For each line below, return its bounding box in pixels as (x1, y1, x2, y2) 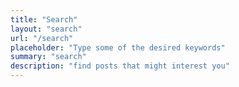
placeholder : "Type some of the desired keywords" (10, 42, 226, 53)
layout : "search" (10, 24, 83, 34)
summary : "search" (10, 52, 87, 62)
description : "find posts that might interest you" (10, 61, 230, 71)
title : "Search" (10, 14, 78, 25)
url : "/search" (10, 33, 74, 43)
